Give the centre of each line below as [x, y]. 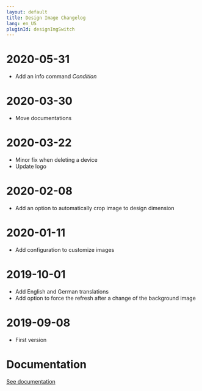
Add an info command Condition [56, 77]
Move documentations [43, 118]
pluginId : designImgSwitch [41, 29]
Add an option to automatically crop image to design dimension [95, 208]
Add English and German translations [62, 291]
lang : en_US [21, 23]
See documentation [31, 381]
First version [31, 340]
